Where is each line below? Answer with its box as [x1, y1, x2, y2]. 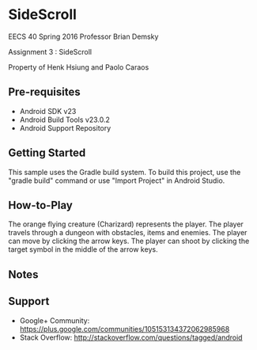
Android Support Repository [19, 123, 111, 132]
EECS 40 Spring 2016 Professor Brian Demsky [8, 32, 159, 41]
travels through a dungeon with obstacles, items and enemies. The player [8, 228, 248, 238]
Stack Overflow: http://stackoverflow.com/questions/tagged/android [19, 333, 243, 342]
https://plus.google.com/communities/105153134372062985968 [19, 324, 230, 333]
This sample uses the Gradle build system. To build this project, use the [8, 167, 241, 177]
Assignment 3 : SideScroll [8, 47, 93, 56]
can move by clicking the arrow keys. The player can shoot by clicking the [8, 236, 250, 246]
